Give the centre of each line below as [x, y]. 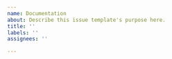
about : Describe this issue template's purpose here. [87, 20]
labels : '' [23, 33]
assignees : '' [28, 39]
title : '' [21, 26]
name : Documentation [37, 13]
